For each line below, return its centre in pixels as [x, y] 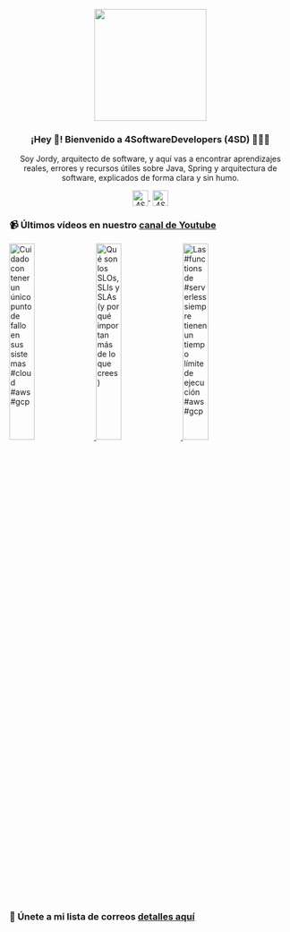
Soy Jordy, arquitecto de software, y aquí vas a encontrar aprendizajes [150, 159]
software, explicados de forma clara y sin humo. [150, 178]
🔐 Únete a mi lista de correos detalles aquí [102, 916]
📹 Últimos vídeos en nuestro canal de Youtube [113, 226]
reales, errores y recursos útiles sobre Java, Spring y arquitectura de [150, 168]
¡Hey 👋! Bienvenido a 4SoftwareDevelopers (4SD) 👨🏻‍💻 [150, 139]
